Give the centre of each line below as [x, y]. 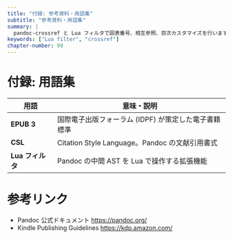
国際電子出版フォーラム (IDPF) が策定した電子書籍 [139, 119]
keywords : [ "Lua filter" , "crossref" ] [63, 39]
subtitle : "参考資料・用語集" [47, 20]
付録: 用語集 [41, 82]
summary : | [23, 26]
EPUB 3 [23, 124]
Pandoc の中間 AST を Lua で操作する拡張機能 [132, 161]
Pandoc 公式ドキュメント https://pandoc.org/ [82, 220]
